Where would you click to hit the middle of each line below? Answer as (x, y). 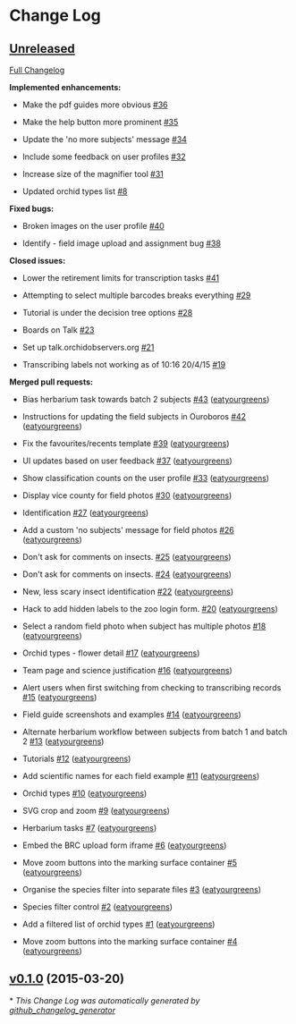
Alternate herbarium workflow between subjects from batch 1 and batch (155, 732)
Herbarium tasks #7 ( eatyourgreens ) (89, 828)
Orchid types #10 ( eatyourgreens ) (85, 793)
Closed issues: (38, 261)
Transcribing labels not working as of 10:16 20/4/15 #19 (124, 364)
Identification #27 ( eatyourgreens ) (85, 512)
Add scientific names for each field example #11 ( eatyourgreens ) (141, 776)
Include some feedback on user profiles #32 (104, 157)
